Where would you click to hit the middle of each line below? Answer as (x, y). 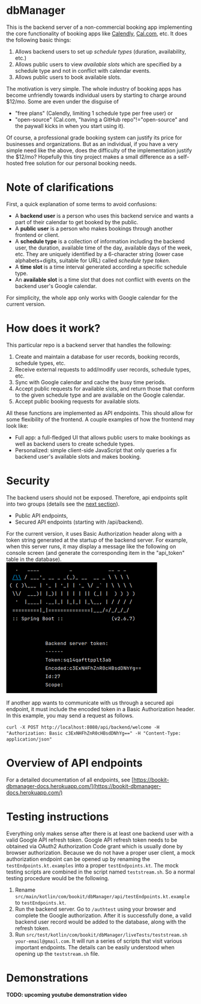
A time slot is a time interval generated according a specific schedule (101, 267)
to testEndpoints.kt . (40, 902)
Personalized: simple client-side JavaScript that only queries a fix (96, 450)
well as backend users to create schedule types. (75, 444)
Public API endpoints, (41, 515)
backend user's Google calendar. (56, 286)
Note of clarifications (60, 188)
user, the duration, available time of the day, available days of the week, (103, 248)
